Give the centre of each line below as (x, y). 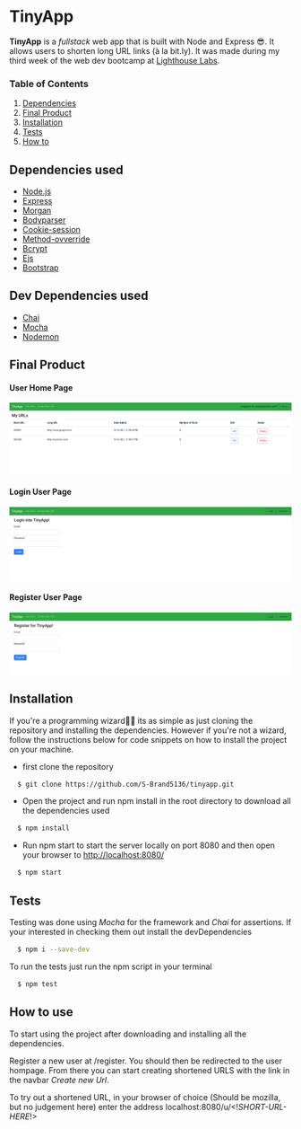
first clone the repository (68, 766)
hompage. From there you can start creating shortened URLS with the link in (150, 1070)
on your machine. (42, 749)
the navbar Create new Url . (59, 1080)
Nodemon (41, 336)
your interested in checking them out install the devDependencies (131, 932)
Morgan (37, 211)
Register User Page (46, 597)
